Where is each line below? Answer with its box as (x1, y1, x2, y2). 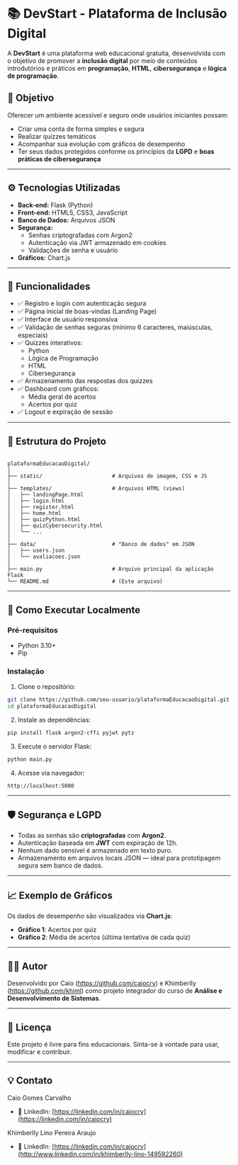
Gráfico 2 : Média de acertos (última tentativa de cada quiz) (17, 933, 191, 942)
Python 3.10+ (17, 641, 57, 649)
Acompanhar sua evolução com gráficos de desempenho (17, 140, 186, 148)
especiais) (17, 331, 48, 340)
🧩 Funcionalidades (7, 280, 91, 292)
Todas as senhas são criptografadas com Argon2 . (17, 831, 166, 840)
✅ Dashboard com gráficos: (17, 385, 99, 393)
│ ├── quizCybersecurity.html (7, 522, 103, 530)
